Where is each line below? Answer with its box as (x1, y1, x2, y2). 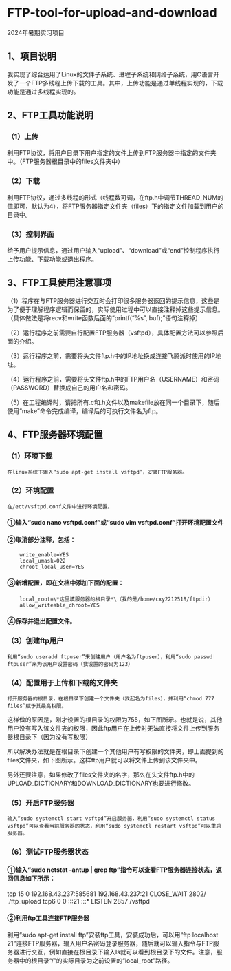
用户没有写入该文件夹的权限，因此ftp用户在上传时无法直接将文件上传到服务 (7, 724, 220, 733)
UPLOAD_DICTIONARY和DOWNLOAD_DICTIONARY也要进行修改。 (7, 780, 195, 788)
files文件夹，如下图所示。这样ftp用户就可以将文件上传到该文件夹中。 (7, 756, 201, 764)
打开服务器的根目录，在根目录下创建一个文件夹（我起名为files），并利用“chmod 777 (7, 696, 214, 702)
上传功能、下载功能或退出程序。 (7, 255, 98, 263)
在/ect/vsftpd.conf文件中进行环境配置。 (7, 503, 113, 510)
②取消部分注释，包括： (7, 536, 76, 544)
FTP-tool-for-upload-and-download (7, 5, 218, 21)
